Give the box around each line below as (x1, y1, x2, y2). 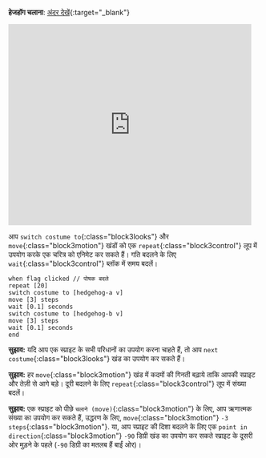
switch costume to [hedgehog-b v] (8, 310, 124, 318)
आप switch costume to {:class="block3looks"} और (8, 232, 170, 241)
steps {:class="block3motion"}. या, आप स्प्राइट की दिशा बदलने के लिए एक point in (8, 422, 248, 432)
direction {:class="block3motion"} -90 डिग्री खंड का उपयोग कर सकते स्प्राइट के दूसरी (8, 431, 253, 440)
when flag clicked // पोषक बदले (8, 275, 110, 283)
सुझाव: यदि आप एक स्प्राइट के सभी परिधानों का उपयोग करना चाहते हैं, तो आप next (8, 345, 219, 354)
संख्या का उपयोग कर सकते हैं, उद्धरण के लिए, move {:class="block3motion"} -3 (8, 413, 228, 422)
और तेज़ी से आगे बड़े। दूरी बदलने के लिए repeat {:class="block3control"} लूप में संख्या (8, 379, 247, 388)
